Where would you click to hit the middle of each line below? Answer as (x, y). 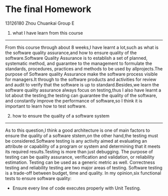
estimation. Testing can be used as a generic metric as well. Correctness (80, 162)
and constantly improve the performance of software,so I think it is (74, 101)
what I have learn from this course (48, 33)
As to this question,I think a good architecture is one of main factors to (77, 130)
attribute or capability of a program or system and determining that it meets (83, 146)
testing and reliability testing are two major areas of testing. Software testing (84, 167)
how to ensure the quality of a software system (61, 116)
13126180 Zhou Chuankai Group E (40, 23)
